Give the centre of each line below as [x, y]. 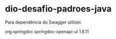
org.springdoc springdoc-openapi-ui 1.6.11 [47, 31]
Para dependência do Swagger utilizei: [43, 22]
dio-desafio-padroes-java [58, 9]
